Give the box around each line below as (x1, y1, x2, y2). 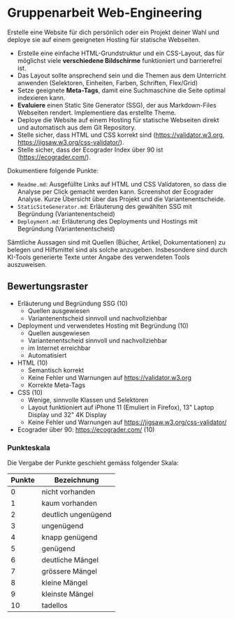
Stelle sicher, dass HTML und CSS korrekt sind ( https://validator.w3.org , (17, 131, 225, 139)
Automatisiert (27, 351, 67, 359)
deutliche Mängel (41, 555, 99, 565)
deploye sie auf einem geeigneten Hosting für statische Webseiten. (7, 35, 200, 43)
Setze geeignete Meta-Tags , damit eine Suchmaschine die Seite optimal (17, 86, 226, 94)
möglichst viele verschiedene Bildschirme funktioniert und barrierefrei (17, 56, 222, 64)
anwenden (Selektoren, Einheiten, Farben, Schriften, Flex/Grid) (17, 78, 198, 87)
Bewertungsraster (7, 281, 89, 293)
